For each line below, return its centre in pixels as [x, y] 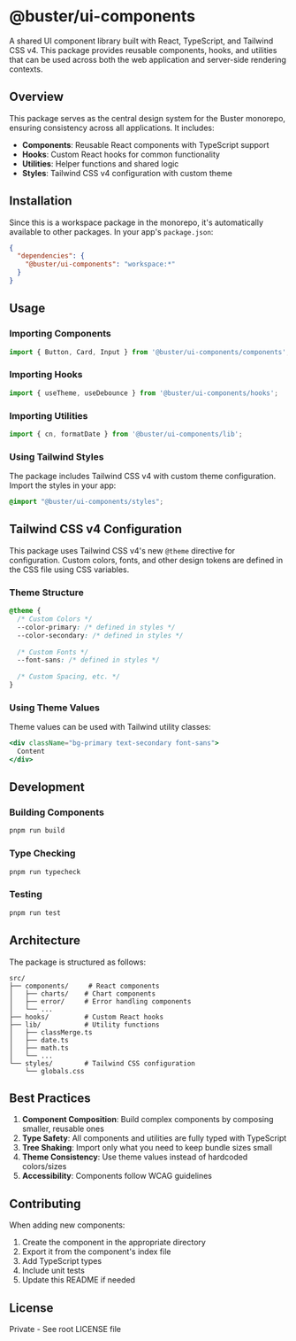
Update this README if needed [78, 1280]
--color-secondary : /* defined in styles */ [100, 635]
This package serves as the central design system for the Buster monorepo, [147, 118]
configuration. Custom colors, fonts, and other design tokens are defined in [146, 560]
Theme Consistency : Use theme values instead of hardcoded [135, 1157]
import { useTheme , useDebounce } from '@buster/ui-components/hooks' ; [144, 393]
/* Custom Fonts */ [53, 652]
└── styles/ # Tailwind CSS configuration [102, 1063]
